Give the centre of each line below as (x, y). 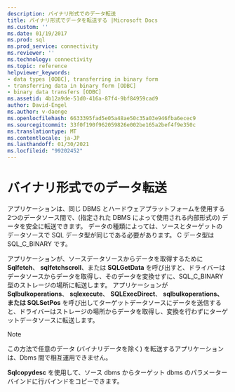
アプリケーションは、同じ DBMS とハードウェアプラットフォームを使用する (116, 209)
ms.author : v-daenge (38, 112)
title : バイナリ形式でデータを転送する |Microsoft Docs (82, 20)
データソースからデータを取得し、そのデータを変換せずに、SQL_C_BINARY (115, 276)
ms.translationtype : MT (42, 131)
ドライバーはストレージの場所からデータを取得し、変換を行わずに (114, 311)
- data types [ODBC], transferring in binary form (83, 79)
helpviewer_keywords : (39, 72)
